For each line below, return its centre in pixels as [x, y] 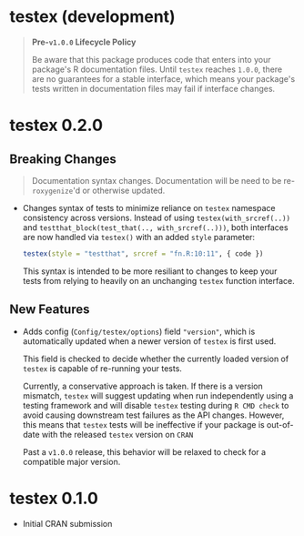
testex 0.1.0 [54, 498]
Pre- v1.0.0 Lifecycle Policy [84, 42]
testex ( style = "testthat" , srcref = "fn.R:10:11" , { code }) [143, 253]
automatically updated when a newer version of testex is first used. [149, 341]
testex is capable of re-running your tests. [102, 368]
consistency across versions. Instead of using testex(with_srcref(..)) [157, 217]
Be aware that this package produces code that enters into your [151, 59]
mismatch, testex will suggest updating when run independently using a [158, 395]
